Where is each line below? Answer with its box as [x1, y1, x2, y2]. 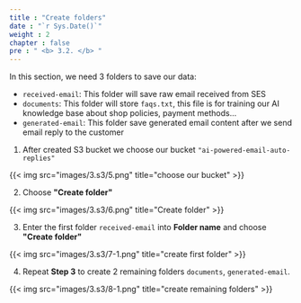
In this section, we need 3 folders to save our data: [9, 71, 197, 82]
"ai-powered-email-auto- [197, 146, 291, 156]
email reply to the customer [22, 127, 124, 138]
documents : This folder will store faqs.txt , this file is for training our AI [22, 98, 280, 109]
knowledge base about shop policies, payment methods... [22, 108, 237, 119]
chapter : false [9, 38, 70, 48]
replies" [22, 154, 56, 163]
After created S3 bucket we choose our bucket [22, 145, 196, 156]
